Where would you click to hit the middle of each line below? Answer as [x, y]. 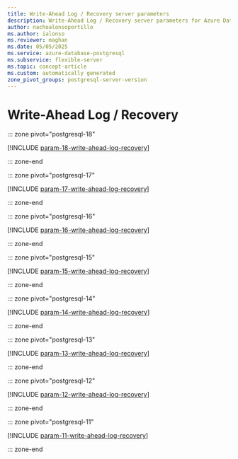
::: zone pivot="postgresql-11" [51, 422]
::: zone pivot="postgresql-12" [51, 381]
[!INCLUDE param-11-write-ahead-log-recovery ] [78, 436]
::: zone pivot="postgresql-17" [51, 175]
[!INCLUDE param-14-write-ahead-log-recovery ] [79, 313]
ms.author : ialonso [36, 34]
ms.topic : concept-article [47, 66]
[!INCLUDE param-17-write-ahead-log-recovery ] [78, 189]
